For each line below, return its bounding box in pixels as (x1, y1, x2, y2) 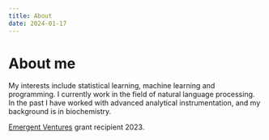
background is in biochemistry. (8, 107, 112, 117)
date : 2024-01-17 (8, 19, 67, 28)
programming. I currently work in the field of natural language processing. (8, 90, 255, 100)
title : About (8, 11, 53, 20)
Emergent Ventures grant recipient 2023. (8, 122, 145, 132)
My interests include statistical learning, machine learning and (8, 81, 216, 91)
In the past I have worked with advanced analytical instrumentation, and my (8, 98, 261, 108)
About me (8, 54, 76, 73)
